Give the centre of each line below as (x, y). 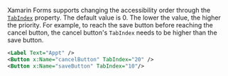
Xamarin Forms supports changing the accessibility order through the (109, 10)
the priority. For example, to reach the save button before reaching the (110, 25)
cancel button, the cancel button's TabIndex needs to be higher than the (113, 32)
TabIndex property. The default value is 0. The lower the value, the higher (114, 18)
